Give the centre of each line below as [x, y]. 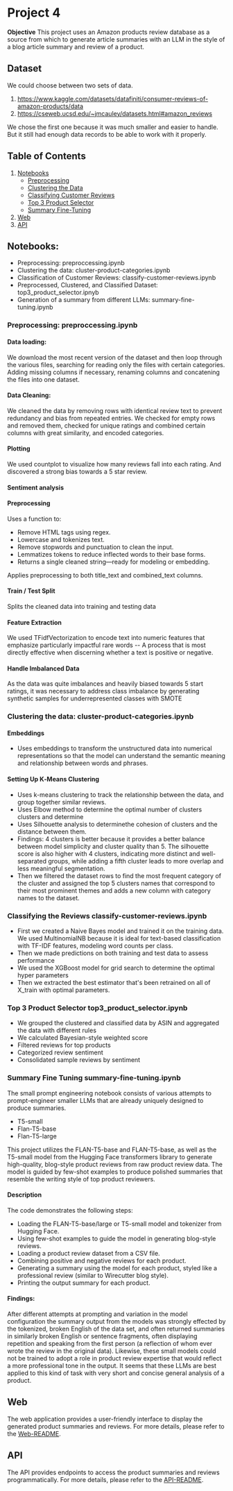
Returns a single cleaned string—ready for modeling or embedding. [113, 562]
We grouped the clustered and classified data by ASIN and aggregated [118, 1023]
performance [36, 960]
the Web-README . [34, 1433]
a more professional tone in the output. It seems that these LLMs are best [112, 1365]
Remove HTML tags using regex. [64, 532]
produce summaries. [37, 1108]
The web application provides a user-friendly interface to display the [105, 1419]
